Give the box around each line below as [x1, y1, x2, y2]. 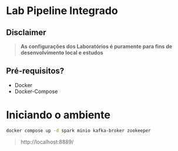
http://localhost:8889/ [20, 138, 74, 145]
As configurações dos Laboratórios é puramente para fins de [20, 43, 173, 50]
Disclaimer [6, 28, 46, 37]
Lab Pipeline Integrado [6, 4, 119, 18]
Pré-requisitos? [6, 66, 65, 76]
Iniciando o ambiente [6, 108, 110, 121]
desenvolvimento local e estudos [20, 49, 104, 56]
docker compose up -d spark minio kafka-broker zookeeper [6, 128, 151, 133]
